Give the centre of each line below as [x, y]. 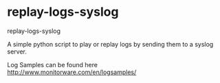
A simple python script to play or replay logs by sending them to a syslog [110, 44]
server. [17, 51]
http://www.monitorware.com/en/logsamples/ [72, 72]
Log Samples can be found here [53, 64]
